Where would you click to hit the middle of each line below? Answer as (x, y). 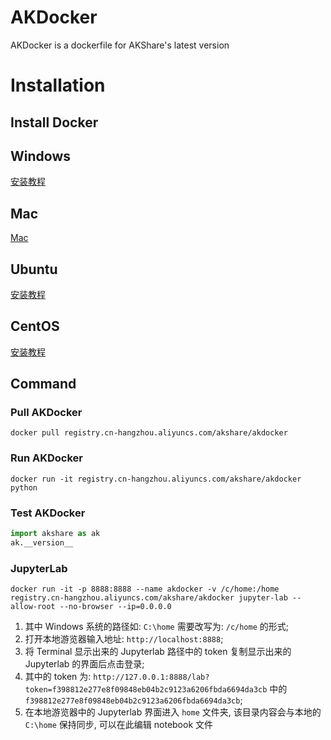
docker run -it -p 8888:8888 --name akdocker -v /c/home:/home (145, 589)
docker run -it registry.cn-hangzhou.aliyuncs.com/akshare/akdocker (156, 479)
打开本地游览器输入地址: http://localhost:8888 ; (124, 639)
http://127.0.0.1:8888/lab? (151, 677)
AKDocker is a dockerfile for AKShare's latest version (120, 45)
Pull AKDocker (46, 413)
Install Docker (54, 122)
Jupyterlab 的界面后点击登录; (84, 664)
